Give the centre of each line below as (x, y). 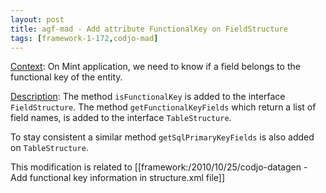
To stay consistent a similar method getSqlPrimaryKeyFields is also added (162, 137)
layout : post (37, 19)
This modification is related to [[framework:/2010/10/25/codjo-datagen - (159, 167)
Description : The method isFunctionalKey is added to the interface (148, 97)
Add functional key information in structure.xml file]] (117, 178)
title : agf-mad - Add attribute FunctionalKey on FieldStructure (149, 29)
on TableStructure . (49, 148)
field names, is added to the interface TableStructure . (121, 118)
